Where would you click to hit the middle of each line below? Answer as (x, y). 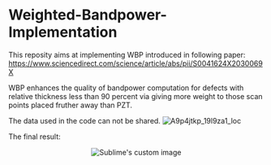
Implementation (63, 32)
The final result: (34, 137)
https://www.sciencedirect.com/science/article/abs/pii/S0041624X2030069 (136, 63)
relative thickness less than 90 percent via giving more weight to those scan (135, 96)
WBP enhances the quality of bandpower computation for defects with (126, 88)
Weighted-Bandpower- (88, 15)
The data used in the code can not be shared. (84, 120)
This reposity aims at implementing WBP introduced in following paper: (127, 54)
